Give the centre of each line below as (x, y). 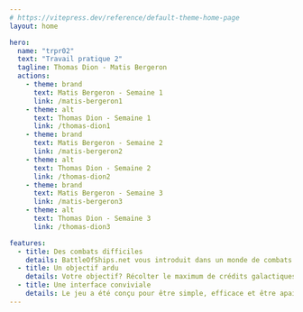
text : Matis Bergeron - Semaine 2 (98, 143)
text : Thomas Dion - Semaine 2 (92, 168)
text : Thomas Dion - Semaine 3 (92, 218)
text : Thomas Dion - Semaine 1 (92, 118)
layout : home (34, 26)
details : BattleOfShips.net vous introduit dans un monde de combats (159, 260)
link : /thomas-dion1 (72, 126)
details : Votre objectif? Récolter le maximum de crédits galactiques (161, 277)
